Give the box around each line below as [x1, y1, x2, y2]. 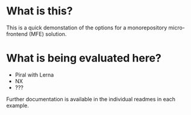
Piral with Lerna [14, 71, 54, 78]
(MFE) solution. [29, 30, 67, 37]
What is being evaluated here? [6, 52, 161, 65]
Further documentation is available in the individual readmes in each [6, 95, 176, 102]
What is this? [6, 4, 74, 18]
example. [6, 102, 29, 109]
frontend [6, 30, 28, 37]
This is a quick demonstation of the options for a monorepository [6, 24, 168, 31]
